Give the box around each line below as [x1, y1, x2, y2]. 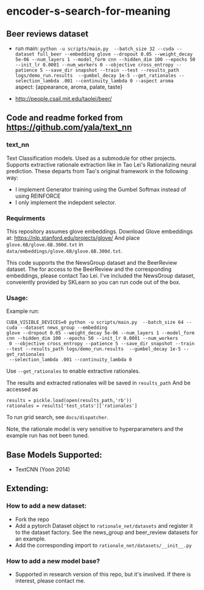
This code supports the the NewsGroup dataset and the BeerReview [6, 259, 178, 266]
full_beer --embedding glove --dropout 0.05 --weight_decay [37, 51, 193, 57]
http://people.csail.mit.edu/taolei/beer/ [15, 95, 112, 102]
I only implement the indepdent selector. [15, 198, 117, 206]
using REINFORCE [15, 192, 61, 200]
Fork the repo [15, 516, 50, 523]
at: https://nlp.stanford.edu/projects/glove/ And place [6, 234, 140, 242]
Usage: [6, 293, 29, 302]
